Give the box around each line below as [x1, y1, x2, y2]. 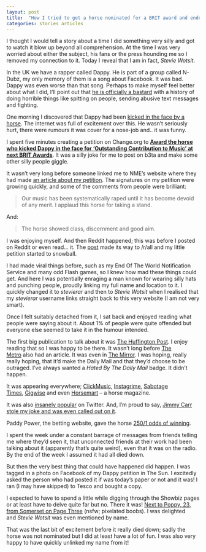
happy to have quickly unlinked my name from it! [6, 539, 129, 546]
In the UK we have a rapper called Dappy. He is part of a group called [6, 69, 182, 76]
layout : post [6, 9, 40, 15]
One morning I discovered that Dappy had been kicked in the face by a [6, 113, 185, 120]
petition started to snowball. [6, 250, 77, 258]
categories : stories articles [6, 20, 84, 26]
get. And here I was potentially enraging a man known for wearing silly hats [6, 275, 196, 283]
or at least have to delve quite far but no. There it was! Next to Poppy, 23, [6, 501, 191, 508]
